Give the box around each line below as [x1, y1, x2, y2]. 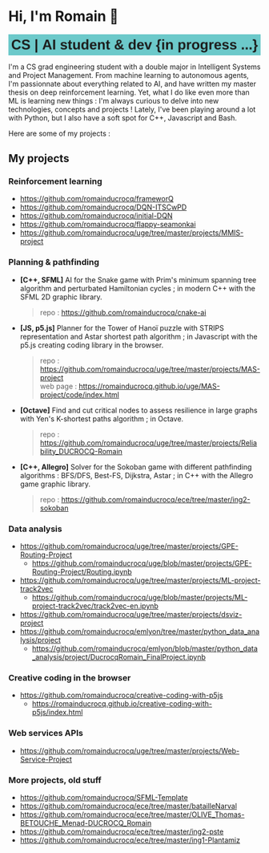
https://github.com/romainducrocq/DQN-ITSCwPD [19, 202, 187, 212]
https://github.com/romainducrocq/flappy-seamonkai [19, 220, 196, 229]
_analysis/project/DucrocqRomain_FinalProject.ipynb [31, 652, 207, 662]
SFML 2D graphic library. [19, 292, 102, 302]
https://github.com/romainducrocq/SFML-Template [19, 792, 188, 802]
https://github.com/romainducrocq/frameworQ [19, 194, 174, 204]
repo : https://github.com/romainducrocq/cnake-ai [39, 307, 207, 317]
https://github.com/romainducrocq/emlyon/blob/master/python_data [31, 644, 259, 653]
